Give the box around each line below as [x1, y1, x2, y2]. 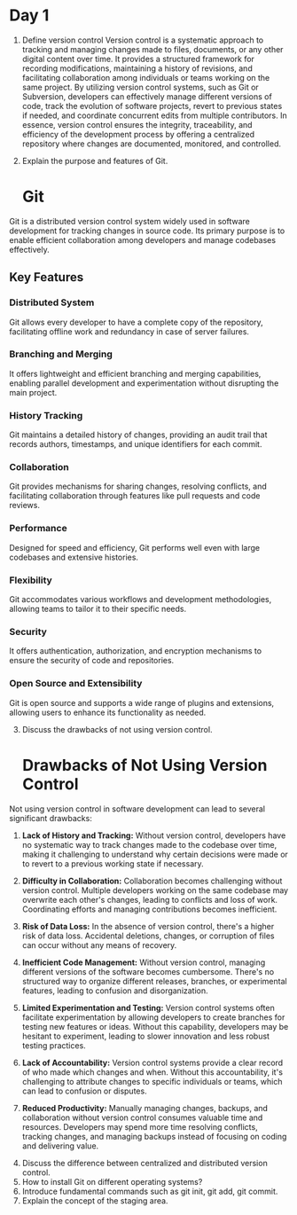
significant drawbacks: [9, 812, 93, 823]
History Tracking [9, 409, 83, 421]
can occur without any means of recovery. [21, 939, 177, 950]
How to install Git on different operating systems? [21, 1176, 203, 1187]
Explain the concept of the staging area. [21, 1195, 168, 1206]
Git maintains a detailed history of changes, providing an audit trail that [9, 429, 268, 440]
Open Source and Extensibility [9, 678, 143, 690]
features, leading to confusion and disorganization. [21, 985, 208, 996]
